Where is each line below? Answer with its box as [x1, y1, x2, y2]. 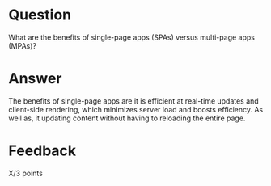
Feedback [8, 142, 77, 160]
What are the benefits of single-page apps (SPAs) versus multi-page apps [8, 32, 255, 42]
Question [8, 6, 71, 24]
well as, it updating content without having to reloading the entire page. [8, 113, 246, 123]
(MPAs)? [8, 40, 36, 50]
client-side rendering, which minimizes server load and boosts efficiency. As [8, 104, 264, 114]
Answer [8, 70, 62, 88]
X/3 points [8, 168, 43, 178]
